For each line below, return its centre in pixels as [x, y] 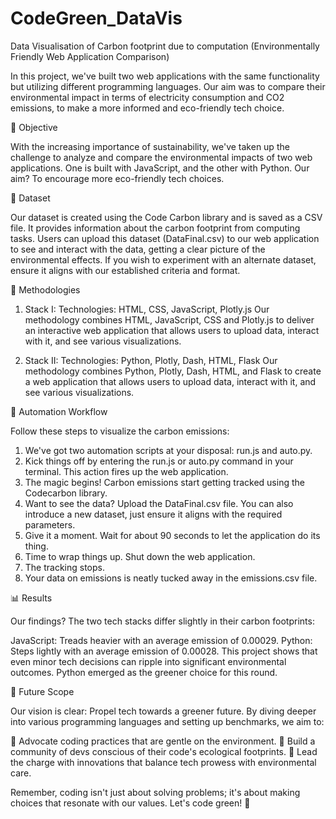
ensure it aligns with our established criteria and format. [125, 270]
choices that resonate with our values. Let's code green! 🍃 [130, 803]
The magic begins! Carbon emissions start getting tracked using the [164, 482]
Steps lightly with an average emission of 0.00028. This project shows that [164, 651]
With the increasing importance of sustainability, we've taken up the [150, 146]
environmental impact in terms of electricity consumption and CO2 [147, 97]
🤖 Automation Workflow [59, 411]
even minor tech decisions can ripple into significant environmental [148, 661]
